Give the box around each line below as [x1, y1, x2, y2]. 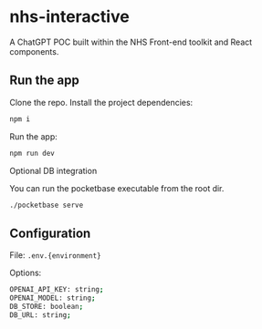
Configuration [9, 225, 91, 241]
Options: [9, 267, 42, 279]
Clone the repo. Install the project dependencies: [9, 97, 194, 108]
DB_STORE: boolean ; [9, 302, 84, 311]
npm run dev [9, 149, 55, 158]
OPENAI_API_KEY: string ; [9, 285, 104, 294]
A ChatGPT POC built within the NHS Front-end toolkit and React [9, 36, 253, 47]
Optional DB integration [9, 165, 98, 176]
